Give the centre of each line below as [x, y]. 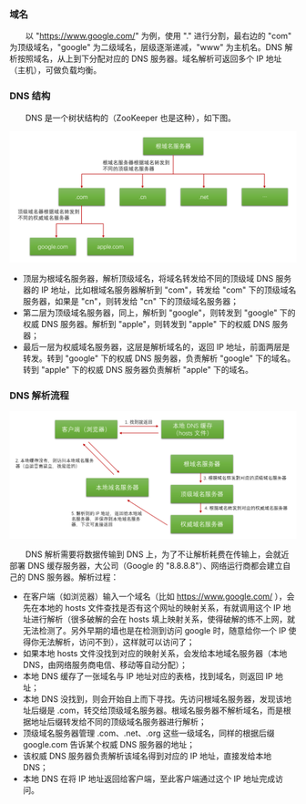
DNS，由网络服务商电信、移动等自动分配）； [105, 665]
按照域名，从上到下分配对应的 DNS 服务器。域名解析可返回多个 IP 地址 [149, 59]
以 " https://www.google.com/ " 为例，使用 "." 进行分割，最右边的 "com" [158, 36]
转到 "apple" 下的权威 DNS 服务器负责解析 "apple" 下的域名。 [138, 369]
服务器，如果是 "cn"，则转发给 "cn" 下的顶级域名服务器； [131, 301]
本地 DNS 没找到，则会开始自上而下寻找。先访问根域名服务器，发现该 [153, 699]
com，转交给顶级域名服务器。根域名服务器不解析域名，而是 [171, 711]
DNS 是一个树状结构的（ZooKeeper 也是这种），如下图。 [131, 118]
